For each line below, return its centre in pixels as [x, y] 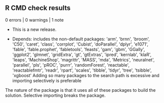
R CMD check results [38, 8]
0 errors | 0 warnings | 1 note [34, 20]
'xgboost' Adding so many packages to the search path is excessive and [86, 75]
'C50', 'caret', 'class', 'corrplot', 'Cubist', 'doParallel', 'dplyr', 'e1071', [80, 44]
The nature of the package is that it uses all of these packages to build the [81, 90]
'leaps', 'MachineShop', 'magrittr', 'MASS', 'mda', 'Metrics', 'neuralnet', [83, 60]
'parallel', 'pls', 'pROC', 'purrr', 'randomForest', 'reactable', [71, 65]
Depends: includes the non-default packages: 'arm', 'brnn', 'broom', [81, 39]
